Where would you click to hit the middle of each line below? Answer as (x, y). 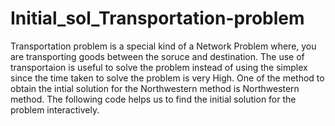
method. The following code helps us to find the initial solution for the (153, 99)
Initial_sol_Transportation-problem (157, 18)
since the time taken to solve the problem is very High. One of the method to (167, 78)
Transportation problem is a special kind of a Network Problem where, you (163, 46)
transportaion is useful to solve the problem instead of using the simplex (159, 67)
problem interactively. (55, 109)
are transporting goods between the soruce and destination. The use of (157, 56)
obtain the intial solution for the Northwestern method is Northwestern (155, 88)
